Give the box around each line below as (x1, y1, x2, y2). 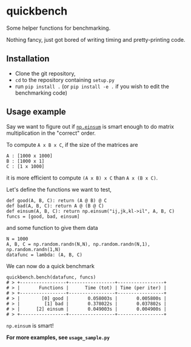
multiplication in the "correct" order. (6, 129, 96, 136)
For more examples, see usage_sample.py (6, 334, 110, 341)
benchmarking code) (15, 89, 68, 96)
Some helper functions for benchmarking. (6, 24, 111, 32)
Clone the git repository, (15, 70, 76, 77)
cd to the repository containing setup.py (15, 76, 115, 83)
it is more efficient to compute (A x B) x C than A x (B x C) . (6, 174, 158, 181)
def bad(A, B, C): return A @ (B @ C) (6, 203, 104, 209)
